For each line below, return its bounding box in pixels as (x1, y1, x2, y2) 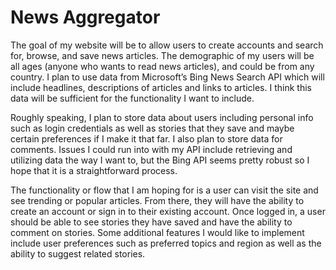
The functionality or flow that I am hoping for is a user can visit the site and (10, 184, 319, 196)
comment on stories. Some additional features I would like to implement (10, 226, 305, 238)
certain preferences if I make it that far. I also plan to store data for (10, 132, 283, 145)
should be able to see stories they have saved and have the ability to (10, 216, 293, 228)
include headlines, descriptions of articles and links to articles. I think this (10, 81, 312, 93)
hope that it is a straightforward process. (10, 164, 178, 176)
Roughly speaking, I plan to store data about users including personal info (10, 111, 314, 123)
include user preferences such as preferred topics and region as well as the (10, 237, 322, 249)
